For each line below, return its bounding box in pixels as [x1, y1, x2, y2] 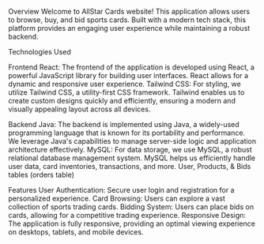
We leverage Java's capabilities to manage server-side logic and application [8, 137, 257, 145]
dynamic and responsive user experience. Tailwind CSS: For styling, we [8, 79, 241, 88]
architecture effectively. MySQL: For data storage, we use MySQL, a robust [8, 145, 253, 154]
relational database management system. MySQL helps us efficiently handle [8, 153, 256, 163]
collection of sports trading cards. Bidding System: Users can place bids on [8, 202, 255, 212]
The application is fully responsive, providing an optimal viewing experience [8, 219, 255, 228]
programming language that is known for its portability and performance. [8, 128, 246, 137]
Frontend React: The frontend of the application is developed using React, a [8, 62, 255, 72]
